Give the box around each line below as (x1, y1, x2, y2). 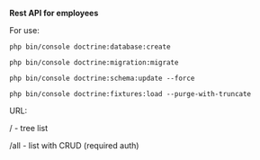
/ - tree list (9, 123, 48, 133)
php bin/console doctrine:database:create (9, 42, 171, 51)
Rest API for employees (9, 8, 99, 18)
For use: (9, 25, 40, 35)
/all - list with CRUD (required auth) (9, 140, 139, 151)
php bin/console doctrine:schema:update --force (9, 74, 195, 83)
